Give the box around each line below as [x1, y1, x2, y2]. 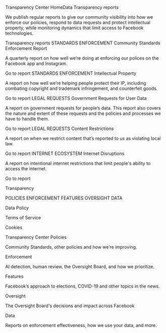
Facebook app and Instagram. [5, 61, 68, 66]
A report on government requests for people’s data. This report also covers [5, 105, 161, 111]
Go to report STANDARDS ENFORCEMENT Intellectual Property [5, 70, 137, 76]
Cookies [5, 224, 23, 230]
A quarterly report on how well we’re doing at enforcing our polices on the [5, 55, 159, 61]
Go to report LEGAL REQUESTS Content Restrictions [5, 126, 114, 131]
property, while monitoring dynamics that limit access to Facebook [5, 25, 144, 31]
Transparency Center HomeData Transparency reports [5, 5, 119, 10]
